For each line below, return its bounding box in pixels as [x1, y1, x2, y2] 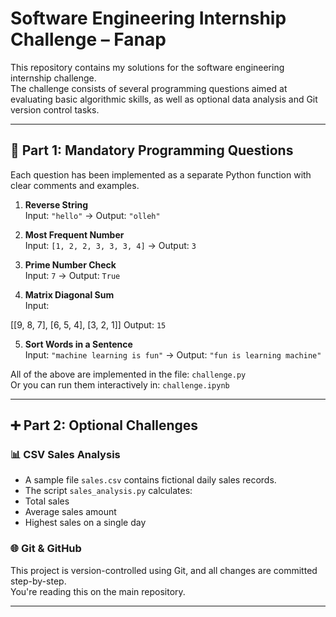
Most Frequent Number [24, 228, 125, 241]
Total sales [24, 495, 70, 507]
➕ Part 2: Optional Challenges [10, 417, 199, 434]
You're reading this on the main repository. [10, 585, 186, 597]
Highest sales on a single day [24, 517, 147, 529]
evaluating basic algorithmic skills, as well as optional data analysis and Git [10, 93, 318, 105]
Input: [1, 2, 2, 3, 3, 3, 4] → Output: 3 [24, 239, 197, 251]
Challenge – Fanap [10, 28, 167, 51]
